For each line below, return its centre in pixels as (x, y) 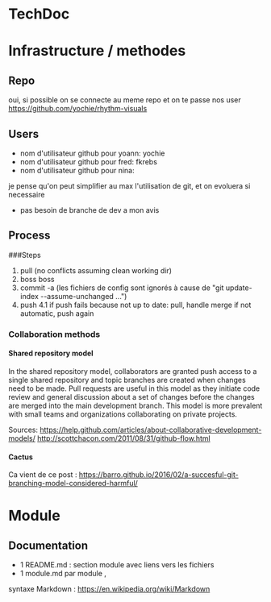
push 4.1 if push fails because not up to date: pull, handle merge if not (135, 305)
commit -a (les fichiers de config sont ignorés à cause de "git (122, 288)
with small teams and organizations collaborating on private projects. (123, 414)
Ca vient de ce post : (43, 475)
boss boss (37, 279)
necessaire (27, 195)
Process (29, 236)
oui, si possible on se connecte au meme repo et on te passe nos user (125, 100)
